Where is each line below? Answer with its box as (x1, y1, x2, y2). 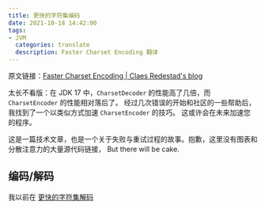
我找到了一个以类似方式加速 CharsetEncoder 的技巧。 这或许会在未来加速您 (8, 108, 252, 117)
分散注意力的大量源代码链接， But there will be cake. (8, 144, 180, 154)
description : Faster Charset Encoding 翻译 (15, 48, 159, 56)
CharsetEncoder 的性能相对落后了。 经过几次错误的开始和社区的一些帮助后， (8, 98, 256, 107)
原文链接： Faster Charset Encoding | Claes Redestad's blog (8, 71, 203, 80)
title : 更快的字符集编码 (8, 11, 81, 20)
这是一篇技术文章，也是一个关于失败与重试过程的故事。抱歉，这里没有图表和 (8, 135, 258, 143)
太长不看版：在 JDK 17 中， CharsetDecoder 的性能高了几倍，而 (8, 88, 211, 97)
